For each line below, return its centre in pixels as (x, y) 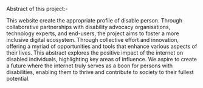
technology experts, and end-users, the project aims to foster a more (93, 33)
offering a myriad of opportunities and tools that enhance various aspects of (102, 46)
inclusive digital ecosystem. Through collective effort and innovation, (93, 40)
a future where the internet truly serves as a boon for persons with (90, 66)
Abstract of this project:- (37, 9)
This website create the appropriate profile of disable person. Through (94, 20)
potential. (18, 79)
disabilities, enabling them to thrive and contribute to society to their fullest (100, 72)
